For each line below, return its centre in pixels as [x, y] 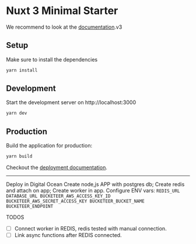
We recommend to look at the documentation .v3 [64, 27]
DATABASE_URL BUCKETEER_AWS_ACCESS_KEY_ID [58, 196]
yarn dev [17, 113]
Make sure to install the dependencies [52, 59]
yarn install [22, 70]
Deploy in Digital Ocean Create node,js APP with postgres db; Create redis [95, 184]
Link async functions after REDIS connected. [68, 235]
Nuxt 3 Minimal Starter [62, 11]
